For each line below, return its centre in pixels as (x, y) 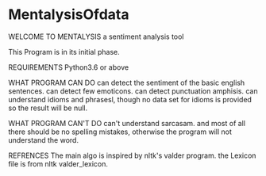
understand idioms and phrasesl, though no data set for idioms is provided (130, 99)
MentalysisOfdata (69, 15)
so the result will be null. (48, 108)
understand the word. (44, 140)
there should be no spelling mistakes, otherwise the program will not (120, 132)
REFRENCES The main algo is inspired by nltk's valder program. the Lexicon (132, 155)
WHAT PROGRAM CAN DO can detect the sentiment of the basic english (127, 82)
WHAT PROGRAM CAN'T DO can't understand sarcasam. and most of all (127, 123)
